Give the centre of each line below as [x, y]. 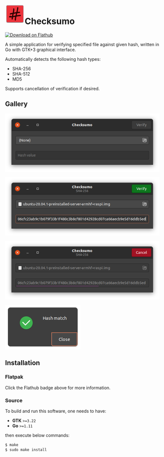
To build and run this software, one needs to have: [56, 411]
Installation [23, 363]
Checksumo [50, 21]
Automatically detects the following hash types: [53, 59]
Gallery [16, 104]
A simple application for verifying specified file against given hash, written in [82, 44]
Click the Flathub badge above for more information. [58, 388]
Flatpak [14, 377]
